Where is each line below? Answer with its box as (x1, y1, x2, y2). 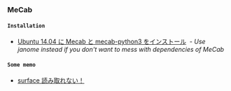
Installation (7, 22, 45, 29)
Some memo (7, 61, 36, 68)
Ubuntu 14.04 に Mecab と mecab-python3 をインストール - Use (17, 37, 206, 46)
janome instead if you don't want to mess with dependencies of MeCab (17, 45, 225, 54)
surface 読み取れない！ (17, 76, 85, 85)
